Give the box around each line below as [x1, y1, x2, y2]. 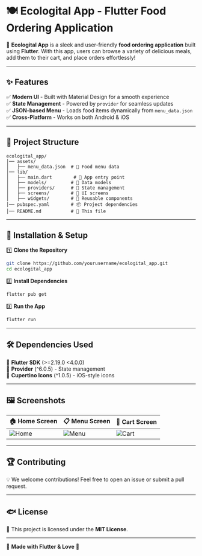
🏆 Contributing [6, 456, 66, 467]
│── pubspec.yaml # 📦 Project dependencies [6, 201, 138, 208]
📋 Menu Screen [63, 417, 111, 425]
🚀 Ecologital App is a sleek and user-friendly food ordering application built [6, 41, 196, 48]
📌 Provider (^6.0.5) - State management [6, 365, 105, 372]
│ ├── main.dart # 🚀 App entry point [6, 174, 125, 181]
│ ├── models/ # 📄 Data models [6, 179, 112, 185]
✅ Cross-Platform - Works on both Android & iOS [6, 113, 129, 121]
